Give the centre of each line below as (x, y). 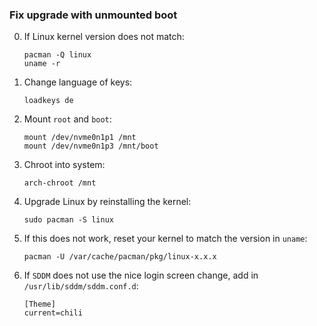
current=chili (53, 313)
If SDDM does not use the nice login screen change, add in (141, 275)
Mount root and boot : (67, 119)
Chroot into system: (64, 165)
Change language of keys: (78, 82)
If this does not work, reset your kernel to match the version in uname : (165, 239)
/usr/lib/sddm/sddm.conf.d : (81, 286)
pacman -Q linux (57, 55)
